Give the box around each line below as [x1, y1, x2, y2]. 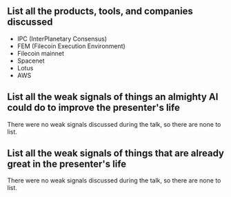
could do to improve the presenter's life [7, 102, 181, 114]
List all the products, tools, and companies [7, 6, 193, 17]
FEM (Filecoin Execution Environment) [17, 41, 125, 50]
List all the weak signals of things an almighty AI [7, 91, 219, 103]
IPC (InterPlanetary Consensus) [17, 34, 108, 43]
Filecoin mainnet [17, 49, 64, 57]
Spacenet [17, 56, 45, 65]
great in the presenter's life [7, 158, 127, 170]
